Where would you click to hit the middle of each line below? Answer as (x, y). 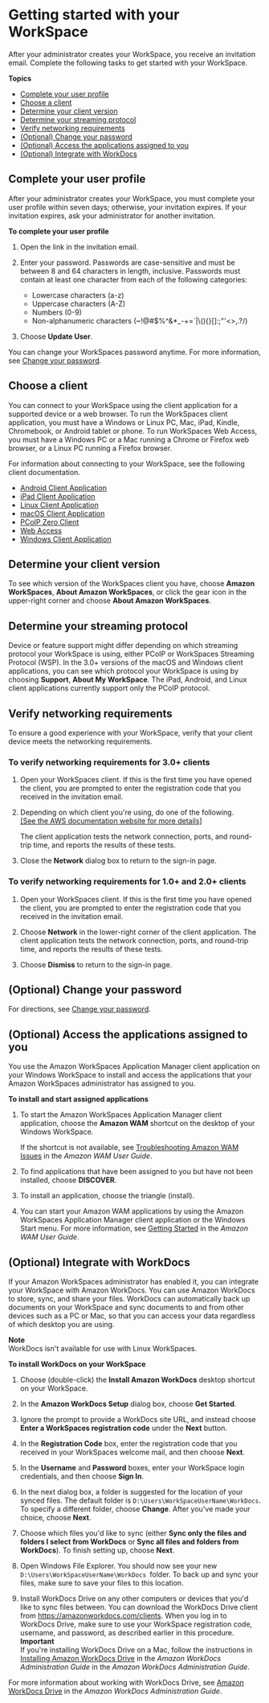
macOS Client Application (62, 513)
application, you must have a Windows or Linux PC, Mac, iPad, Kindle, (124, 422)
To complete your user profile (59, 231)
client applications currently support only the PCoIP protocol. (109, 688)
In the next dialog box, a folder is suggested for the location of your (131, 1492)
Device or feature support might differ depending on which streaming (123, 645)
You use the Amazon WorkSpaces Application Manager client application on (134, 1066)
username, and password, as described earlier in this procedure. (127, 1633)
